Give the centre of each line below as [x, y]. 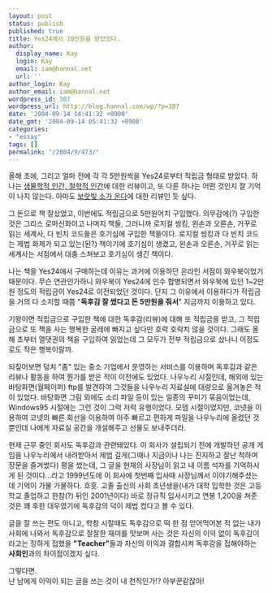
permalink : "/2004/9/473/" [54, 152]
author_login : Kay [39, 84]
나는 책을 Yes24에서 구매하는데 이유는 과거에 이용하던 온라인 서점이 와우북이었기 [136, 271]
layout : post [30, 16]
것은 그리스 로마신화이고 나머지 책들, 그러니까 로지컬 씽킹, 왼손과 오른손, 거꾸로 [133, 223]
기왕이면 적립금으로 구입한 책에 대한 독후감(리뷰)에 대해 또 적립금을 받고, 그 [127, 319]
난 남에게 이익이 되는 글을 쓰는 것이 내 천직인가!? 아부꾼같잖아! [106, 581]
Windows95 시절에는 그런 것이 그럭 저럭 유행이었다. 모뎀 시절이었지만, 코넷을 [131, 408]
